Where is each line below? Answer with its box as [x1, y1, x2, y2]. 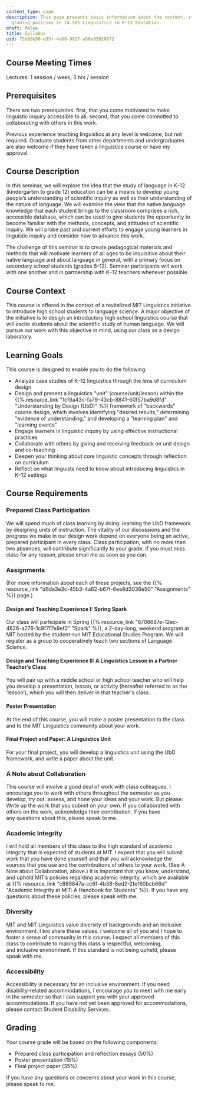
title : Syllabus [6, 31, 46, 37]
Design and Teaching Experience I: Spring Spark [6, 605, 127, 612]
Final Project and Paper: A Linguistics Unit [6, 736, 111, 743]
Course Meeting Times [6, 58, 92, 68]
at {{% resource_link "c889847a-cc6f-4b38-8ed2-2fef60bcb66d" [6, 880, 167, 887]
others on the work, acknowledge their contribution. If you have [6, 808, 161, 815]
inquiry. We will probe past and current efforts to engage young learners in [6, 226, 187, 233]
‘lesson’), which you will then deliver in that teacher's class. [6, 689, 150, 696]
